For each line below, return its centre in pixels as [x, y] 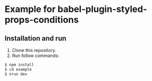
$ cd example [18, 69]
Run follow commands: [35, 55]
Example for [30, 9]
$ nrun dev [16, 74]
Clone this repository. [34, 50]
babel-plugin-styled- [102, 9]
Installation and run [35, 38]
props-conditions [42, 20]
